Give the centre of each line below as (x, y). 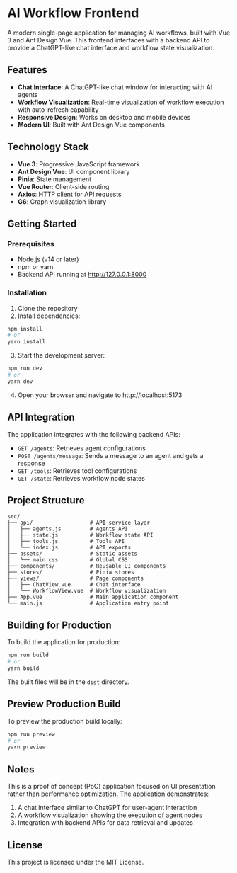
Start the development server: (61, 355)
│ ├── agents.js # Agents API (68, 529)
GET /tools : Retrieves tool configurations (77, 470)
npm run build (28, 655)
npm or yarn (35, 267)
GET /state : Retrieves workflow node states (81, 478)
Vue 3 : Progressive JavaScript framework (79, 164)
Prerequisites (31, 244)
